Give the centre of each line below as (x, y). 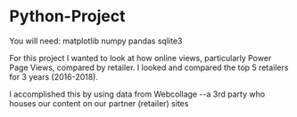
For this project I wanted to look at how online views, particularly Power (140, 58)
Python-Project (67, 16)
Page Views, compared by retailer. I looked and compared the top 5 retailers (149, 67)
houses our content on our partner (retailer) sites (99, 103)
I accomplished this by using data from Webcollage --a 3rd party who (137, 94)
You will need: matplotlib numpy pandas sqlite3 (96, 41)
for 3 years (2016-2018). (54, 76)
